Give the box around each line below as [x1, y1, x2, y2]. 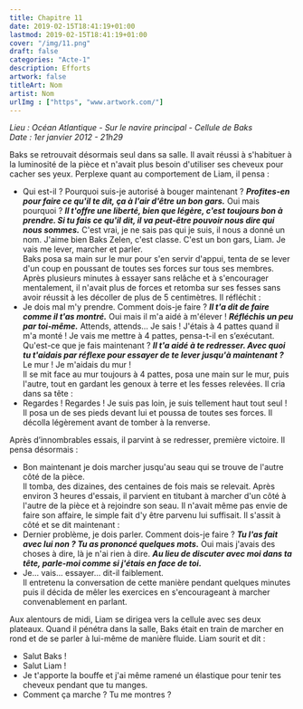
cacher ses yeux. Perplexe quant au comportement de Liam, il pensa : [9, 168, 270, 179]
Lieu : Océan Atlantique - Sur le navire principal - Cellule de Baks [9, 122, 253, 133]
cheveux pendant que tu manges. [22, 680, 148, 691]
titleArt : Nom [9, 81, 63, 90]
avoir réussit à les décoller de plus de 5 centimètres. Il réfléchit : [22, 292, 261, 303]
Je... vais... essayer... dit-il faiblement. [22, 568, 165, 579]
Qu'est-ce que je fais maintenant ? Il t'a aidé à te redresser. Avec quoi [22, 340, 286, 351]
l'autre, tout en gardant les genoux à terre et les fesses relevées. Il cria [22, 378, 286, 389]
